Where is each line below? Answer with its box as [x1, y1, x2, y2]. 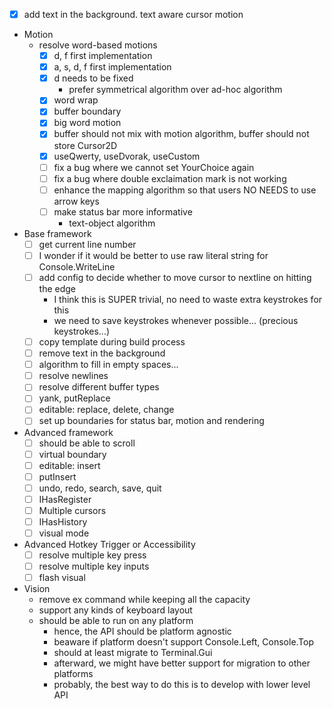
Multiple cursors [38, 504, 107, 516]
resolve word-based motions [38, 39, 158, 51]
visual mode [38, 527, 90, 539]
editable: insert [38, 459, 101, 471]
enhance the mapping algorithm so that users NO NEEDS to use [53, 184, 317, 196]
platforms [53, 668, 94, 680]
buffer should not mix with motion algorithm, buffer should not [53, 128, 310, 140]
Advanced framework [23, 426, 114, 438]
